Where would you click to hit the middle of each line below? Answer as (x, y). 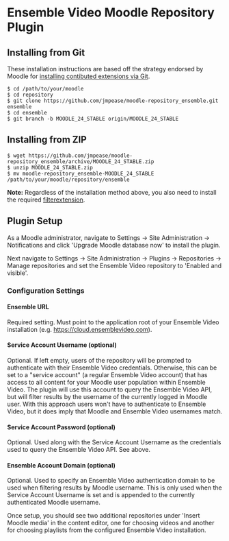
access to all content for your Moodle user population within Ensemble (107, 382)
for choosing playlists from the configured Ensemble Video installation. (107, 530)
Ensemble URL (28, 307)
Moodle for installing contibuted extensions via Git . (79, 76)
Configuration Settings (46, 291)
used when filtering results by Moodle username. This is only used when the (114, 488)
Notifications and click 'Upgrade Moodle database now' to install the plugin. (114, 245)
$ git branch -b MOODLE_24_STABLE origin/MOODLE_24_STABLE (93, 119)
